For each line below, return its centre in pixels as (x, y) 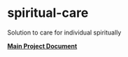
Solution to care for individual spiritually (64, 32)
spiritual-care (48, 13)
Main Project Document (42, 46)
